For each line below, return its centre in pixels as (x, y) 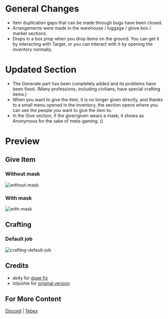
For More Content (33, 299)
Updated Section (41, 70)
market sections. (30, 33)
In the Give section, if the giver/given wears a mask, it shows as (78, 116)
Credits (17, 266)
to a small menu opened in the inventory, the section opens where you (85, 105)
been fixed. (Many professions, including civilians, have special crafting (86, 89)
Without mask (23, 174)
